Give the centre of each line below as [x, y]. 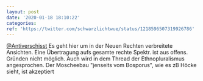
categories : [21, 23]
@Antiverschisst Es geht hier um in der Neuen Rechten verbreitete [90, 46]
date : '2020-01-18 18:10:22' [43, 18]
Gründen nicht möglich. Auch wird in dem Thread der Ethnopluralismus [95, 59]
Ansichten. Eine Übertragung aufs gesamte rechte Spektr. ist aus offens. [97, 53]
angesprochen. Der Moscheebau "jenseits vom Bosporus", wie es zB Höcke [101, 65]
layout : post [23, 12]
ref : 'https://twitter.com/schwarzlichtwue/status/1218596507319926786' [101, 29]
